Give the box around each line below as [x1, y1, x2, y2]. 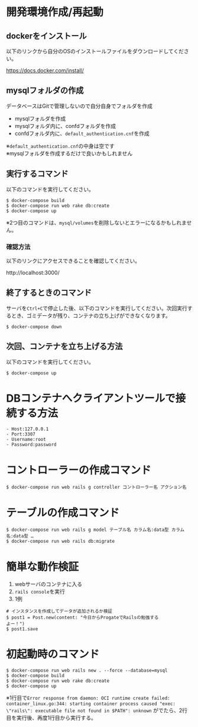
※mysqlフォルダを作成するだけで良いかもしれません [6, 149, 133, 157]
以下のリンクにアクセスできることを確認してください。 [6, 257, 141, 264]
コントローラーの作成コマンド [6, 463, 152, 477]
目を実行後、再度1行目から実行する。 [6, 715, 96, 722]
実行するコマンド [6, 169, 69, 179]
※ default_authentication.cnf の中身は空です [6, 142, 115, 149]
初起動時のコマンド [6, 648, 100, 661]
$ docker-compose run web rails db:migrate [6, 539, 115, 545]
